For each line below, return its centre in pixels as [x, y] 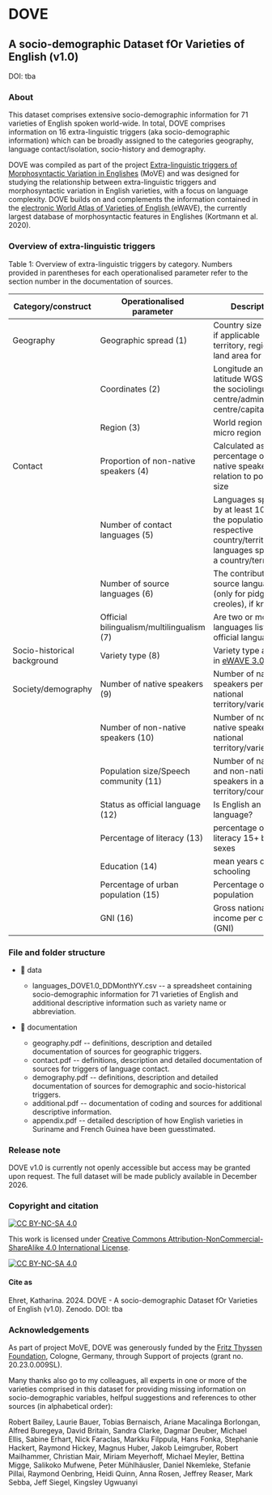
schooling [232, 871]
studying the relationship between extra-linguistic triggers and [113, 182]
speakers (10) [127, 737]
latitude [227, 379]
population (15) [130, 894]
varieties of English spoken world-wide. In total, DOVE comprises [117, 123]
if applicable [237, 335]
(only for [229, 593]
